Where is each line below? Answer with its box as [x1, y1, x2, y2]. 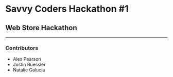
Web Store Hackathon [5, 23, 77, 32]
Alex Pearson [12, 56, 41, 62]
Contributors [5, 44, 39, 52]
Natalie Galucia [12, 67, 45, 73]
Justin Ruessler [12, 62, 46, 68]
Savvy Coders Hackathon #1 [5, 3, 129, 15]
